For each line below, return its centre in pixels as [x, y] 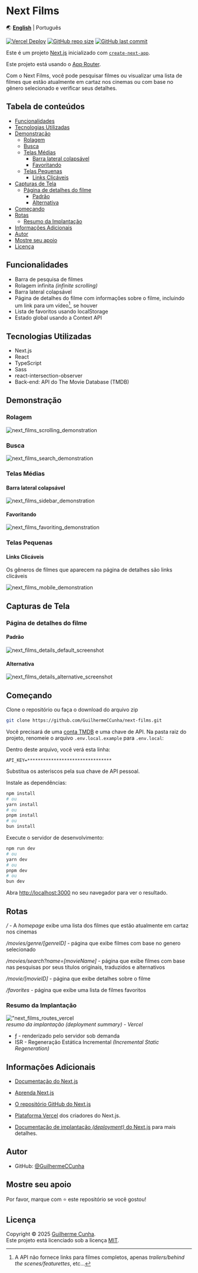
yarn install [22, 804]
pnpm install [22, 815]
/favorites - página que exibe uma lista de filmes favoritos [76, 990]
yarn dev [17, 859]
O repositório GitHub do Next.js [53, 1104]
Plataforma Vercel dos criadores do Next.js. [67, 1116]
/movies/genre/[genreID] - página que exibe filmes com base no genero [93, 943]
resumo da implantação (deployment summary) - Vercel [75, 1024]
